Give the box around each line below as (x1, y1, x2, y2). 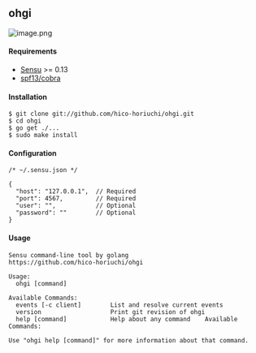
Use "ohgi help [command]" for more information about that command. (8, 336, 249, 344)
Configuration (8, 148, 57, 157)
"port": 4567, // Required (15, 195, 137, 203)
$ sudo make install (8, 131, 79, 140)
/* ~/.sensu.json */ (8, 166, 79, 174)
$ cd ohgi (8, 117, 42, 125)
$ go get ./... (8, 124, 60, 132)
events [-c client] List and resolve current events (15, 300, 223, 309)
